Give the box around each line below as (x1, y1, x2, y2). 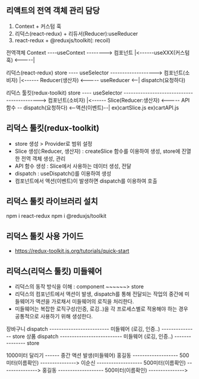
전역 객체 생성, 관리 (21, 155, 66, 162)
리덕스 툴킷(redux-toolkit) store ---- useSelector (6, 89, 123, 96)
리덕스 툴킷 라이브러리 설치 (6, 196, 98, 206)
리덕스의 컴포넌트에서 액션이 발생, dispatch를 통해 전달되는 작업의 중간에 (14, 290, 184, 297)
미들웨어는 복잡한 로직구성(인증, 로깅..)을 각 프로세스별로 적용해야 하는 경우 (14, 305, 188, 312)
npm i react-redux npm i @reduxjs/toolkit (6, 212, 107, 220)
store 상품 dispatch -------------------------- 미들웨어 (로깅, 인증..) (12, 333, 173, 340)
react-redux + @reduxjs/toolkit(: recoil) (14, 36, 111, 43)
